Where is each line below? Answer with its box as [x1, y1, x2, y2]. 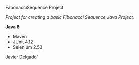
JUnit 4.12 [12, 39, 34, 45]
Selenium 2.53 [12, 44, 43, 50]
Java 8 [5, 24, 20, 30]
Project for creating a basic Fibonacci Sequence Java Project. [5, 14, 134, 20]
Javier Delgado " [5, 54, 39, 60]
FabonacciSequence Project [5, 5, 64, 10]
